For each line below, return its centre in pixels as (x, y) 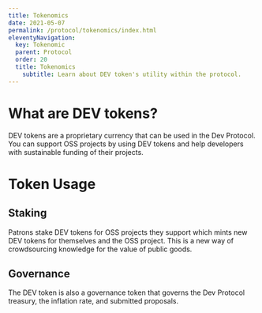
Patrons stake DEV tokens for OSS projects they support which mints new (128, 232)
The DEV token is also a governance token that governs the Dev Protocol (127, 292)
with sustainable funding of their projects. (76, 152)
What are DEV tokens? (83, 113)
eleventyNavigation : (42, 38)
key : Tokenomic (40, 45)
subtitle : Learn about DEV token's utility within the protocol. (132, 74)
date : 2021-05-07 (37, 23)
